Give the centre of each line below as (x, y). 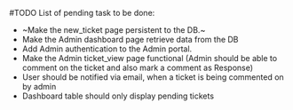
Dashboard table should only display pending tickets (118, 96)
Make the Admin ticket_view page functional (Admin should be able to (150, 58)
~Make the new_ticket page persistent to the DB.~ (114, 30)
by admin (39, 86)
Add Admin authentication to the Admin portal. (107, 49)
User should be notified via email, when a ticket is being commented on (153, 77)
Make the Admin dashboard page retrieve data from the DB (130, 39)
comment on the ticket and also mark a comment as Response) (138, 67)
